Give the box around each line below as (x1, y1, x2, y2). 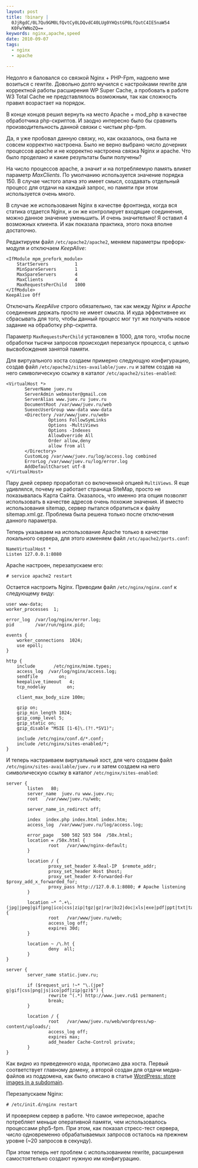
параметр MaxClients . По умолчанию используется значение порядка (6, 171, 184, 178)
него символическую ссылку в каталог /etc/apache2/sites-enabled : (6, 369, 177, 376)
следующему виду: (6, 590, 55, 597)
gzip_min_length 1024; (16, 710, 72, 716)
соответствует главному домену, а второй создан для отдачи (6, 1066, 162, 1073)
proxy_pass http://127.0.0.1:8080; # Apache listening (48, 884, 186, 890)
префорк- (161, 238, 186, 245)
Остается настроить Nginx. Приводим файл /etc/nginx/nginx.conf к (6, 583, 177, 590)
